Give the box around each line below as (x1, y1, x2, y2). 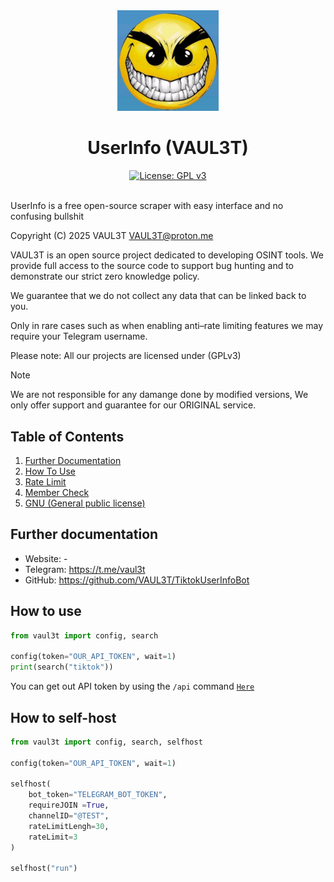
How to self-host (10, 709, 117, 726)
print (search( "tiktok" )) (10, 662, 114, 673)
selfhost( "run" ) (10, 864, 78, 874)
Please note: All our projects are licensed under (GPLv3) (10, 350, 242, 362)
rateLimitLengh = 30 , (28, 821, 110, 831)
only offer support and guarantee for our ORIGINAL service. (10, 399, 257, 411)
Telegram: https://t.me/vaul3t (24, 563, 146, 575)
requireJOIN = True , (28, 800, 110, 811)
